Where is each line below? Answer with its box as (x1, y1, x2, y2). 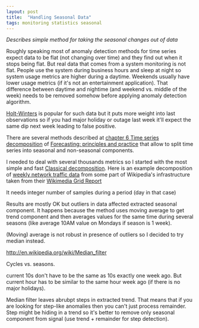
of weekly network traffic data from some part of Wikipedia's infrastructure (6, 171, 190, 178)
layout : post (6, 8, 39, 15)
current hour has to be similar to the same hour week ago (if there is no (6, 279, 181, 286)
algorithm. (6, 98, 31, 106)
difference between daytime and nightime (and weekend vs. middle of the (6, 86, 187, 93)
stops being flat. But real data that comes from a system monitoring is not (6, 60, 186, 67)
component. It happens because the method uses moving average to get (6, 207, 184, 214)
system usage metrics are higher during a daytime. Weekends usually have (6, 73, 190, 81)
